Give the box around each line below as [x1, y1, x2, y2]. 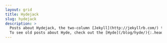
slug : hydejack [5, 16, 37, 21]
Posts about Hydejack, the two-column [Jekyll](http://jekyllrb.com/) [9, 26, 159, 31]
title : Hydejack [5, 12, 39, 17]
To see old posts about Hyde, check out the [9, 30, 103, 35]
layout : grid [5, 7, 32, 12]
